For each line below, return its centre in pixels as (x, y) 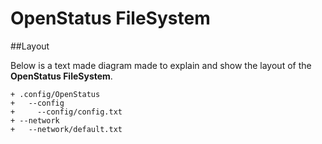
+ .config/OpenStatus (55, 94)
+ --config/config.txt (66, 112)
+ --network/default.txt (66, 129)
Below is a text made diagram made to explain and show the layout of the (161, 65)
